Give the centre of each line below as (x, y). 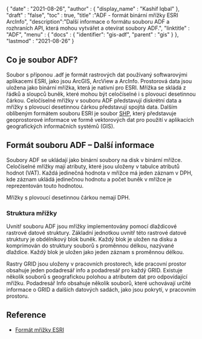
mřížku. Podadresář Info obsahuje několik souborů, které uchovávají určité (99, 283)
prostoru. (18, 296)
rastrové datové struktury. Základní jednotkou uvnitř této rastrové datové (96, 232)
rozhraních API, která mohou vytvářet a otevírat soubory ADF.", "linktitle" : (98, 28)
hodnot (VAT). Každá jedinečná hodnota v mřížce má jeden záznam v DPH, (99, 173)
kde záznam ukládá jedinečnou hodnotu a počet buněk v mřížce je (89, 179)
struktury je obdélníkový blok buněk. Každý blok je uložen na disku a (92, 239)
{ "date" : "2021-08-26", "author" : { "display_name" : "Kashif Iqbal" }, (93, 9)
